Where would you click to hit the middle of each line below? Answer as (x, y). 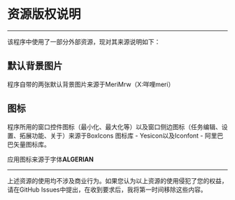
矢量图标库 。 (31, 144)
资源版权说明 (44, 14)
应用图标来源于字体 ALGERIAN (51, 159)
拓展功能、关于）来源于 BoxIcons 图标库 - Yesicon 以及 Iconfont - (111, 135)
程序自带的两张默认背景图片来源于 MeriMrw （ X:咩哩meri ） (91, 84)
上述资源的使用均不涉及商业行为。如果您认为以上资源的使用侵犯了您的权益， (117, 180)
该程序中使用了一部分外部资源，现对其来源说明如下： (84, 41)
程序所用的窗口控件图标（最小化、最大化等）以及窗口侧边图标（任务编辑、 (114, 126)
